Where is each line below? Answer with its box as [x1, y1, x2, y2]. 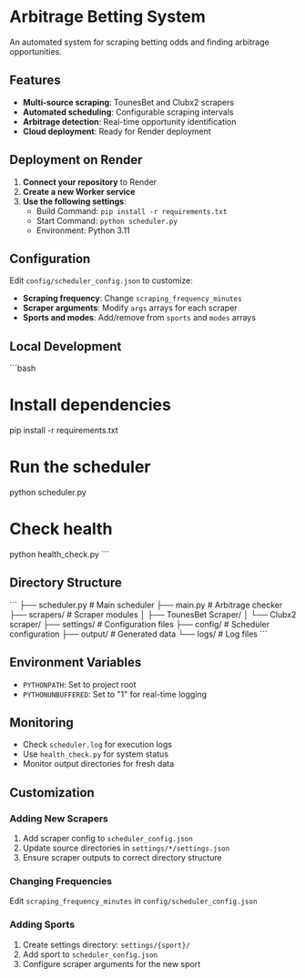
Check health [9, 519, 113, 539]
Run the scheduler [9, 457, 151, 477]
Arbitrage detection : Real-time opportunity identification [22, 116, 237, 127]
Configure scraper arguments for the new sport [22, 958, 201, 969]
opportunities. [9, 46, 62, 56]
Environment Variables [9, 655, 142, 670]
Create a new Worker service [22, 186, 136, 197]
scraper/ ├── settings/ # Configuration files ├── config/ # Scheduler [9, 618, 270, 629]
